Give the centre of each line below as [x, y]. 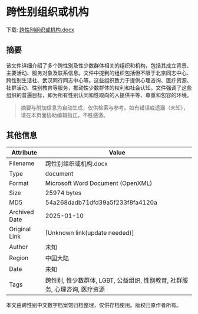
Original [20, 229]
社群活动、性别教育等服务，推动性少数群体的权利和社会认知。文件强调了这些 [99, 88]
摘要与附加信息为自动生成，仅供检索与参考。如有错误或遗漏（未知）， [104, 108]
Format [19, 183]
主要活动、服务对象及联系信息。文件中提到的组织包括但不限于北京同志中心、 [99, 73]
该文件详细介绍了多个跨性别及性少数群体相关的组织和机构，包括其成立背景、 [99, 65]
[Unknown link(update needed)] [90, 232]
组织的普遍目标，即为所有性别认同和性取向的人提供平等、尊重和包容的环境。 [99, 95]
